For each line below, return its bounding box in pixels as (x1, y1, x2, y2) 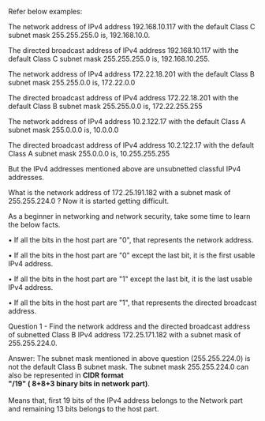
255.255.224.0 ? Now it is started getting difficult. (8, 197, 170, 205)
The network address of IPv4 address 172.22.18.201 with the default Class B (8, 70, 255, 78)
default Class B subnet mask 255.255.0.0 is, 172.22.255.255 (8, 102, 203, 111)
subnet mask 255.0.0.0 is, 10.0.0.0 (8, 126, 119, 134)
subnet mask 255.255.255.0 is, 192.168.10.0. (8, 31, 151, 39)
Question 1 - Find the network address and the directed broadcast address (8, 321, 251, 331)
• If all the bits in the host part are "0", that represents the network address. (8, 235, 254, 244)
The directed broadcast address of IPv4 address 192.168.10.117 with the (8, 46, 239, 55)
